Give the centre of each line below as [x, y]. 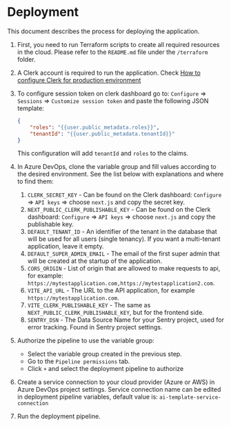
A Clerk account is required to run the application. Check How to [109, 73]
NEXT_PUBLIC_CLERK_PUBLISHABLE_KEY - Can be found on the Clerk [119, 210]
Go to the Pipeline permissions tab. [79, 361]
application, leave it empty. [66, 246]
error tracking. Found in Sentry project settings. [95, 327]
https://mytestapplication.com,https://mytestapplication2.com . [121, 283]
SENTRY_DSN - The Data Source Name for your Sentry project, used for [125, 320]
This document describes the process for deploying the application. [103, 31]
